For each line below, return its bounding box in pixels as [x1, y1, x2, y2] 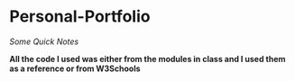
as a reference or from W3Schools [9, 63, 142, 74]
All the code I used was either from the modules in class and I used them [9, 53, 286, 64]
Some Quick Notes [9, 36, 79, 47]
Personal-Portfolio [9, 6, 151, 27]
